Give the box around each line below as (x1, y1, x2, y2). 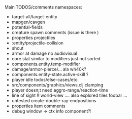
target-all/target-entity (11, 14, 58, 19)
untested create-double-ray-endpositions (11, 98, 97, 103)
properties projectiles (11, 35, 55, 40)
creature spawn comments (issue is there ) (11, 30, 99, 35)
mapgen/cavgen (11, 19, 45, 25)
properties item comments (11, 103, 66, 109)
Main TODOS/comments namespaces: (4, 4, 82, 10)
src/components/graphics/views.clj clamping (11, 82, 103, 88)
